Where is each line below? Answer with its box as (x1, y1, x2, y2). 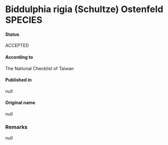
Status (5, 31, 20, 37)
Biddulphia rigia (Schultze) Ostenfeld (5, 4, 163, 15)
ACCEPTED (5, 42, 29, 49)
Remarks (5, 123, 28, 130)
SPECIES (5, 14, 43, 26)
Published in (5, 77, 32, 83)
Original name (5, 100, 35, 106)
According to (5, 54, 33, 60)
